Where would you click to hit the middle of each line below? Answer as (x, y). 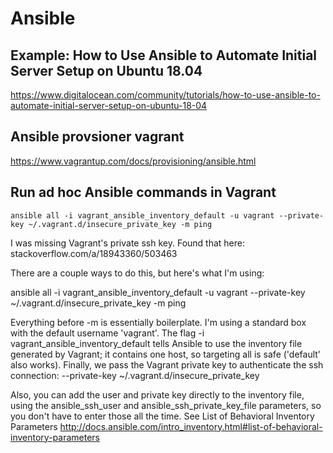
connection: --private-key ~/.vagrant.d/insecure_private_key (135, 375)
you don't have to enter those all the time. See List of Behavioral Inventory (162, 416)
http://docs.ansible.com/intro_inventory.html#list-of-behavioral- (191, 426)
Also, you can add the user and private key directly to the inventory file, (157, 394)
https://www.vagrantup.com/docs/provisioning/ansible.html (133, 161)
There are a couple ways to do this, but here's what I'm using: (137, 273)
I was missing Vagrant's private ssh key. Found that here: (127, 243)
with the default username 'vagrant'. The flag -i (107, 333)
